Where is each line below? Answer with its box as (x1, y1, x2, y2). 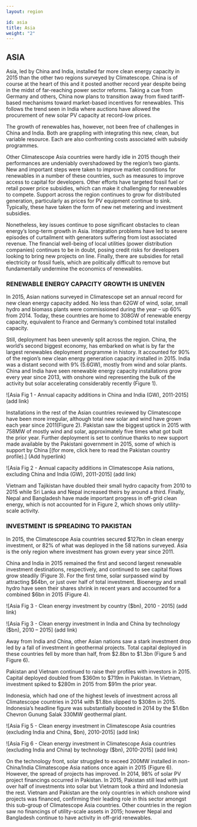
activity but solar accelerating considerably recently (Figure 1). (6, 380, 158, 387)
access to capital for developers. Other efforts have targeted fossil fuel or (6, 178, 184, 186)
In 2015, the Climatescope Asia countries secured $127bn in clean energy (6, 535, 184, 542)
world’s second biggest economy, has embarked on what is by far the (6, 342, 175, 349)
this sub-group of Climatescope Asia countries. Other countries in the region (6, 801, 192, 809)
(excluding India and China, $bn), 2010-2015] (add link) (6, 728, 140, 736)
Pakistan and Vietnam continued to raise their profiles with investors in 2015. (6, 668, 191, 675)
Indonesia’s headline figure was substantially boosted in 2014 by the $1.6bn (6, 704, 189, 711)
